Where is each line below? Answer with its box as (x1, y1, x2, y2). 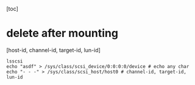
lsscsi (6, 58, 23, 64)
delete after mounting (6, 27, 119, 40)
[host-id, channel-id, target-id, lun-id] (6, 46, 101, 53)
